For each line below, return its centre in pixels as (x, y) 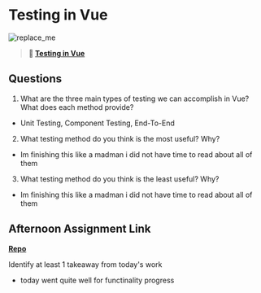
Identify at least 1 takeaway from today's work (85, 264)
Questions (35, 79)
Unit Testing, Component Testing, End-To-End (97, 123)
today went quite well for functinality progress (97, 280)
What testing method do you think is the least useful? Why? (120, 179)
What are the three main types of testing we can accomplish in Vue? (135, 98)
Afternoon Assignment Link (80, 229)
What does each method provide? (77, 107)
